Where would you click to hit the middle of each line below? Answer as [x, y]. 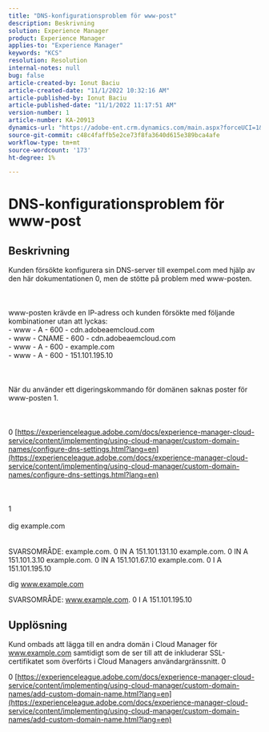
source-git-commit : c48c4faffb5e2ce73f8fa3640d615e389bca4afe [114, 135]
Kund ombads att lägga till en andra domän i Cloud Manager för [113, 645]
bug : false [26, 75]
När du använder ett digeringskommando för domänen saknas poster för [128, 389]
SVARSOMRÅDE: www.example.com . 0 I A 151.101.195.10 [100, 600]
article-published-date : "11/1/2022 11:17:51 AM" [93, 105]
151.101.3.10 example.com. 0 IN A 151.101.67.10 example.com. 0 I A [115, 560]
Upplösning [38, 625]
